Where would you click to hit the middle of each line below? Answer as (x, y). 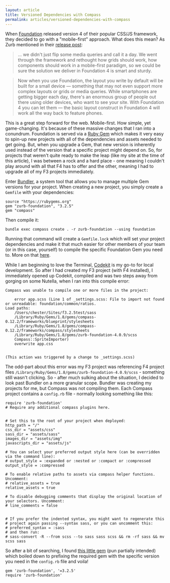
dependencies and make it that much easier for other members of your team (85, 244)
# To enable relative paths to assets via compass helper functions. (80, 475)
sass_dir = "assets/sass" (32, 434)
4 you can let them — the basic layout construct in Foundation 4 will (89, 108)
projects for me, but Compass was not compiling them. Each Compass (79, 388)
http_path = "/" (22, 426)
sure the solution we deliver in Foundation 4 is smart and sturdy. (85, 71)
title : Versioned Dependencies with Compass (53, 15)
